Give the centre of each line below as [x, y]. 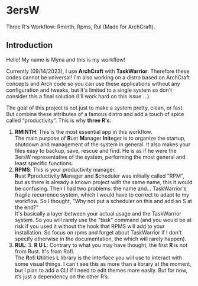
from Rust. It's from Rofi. [45, 251]
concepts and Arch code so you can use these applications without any [93, 83]
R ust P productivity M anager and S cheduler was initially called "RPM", [100, 176]
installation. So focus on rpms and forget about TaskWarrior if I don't [98, 232]
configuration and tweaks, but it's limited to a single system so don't [89, 90]
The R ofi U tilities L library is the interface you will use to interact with [98, 258]
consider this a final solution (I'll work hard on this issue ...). [78, 96]
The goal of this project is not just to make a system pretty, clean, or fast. [95, 108]
